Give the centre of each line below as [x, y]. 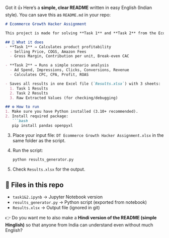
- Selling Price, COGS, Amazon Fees [48, 52]
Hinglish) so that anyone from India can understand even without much [79, 225]
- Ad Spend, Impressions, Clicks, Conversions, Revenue [69, 70]
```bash [20, 121]
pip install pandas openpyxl [42, 125]
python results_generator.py [43, 160]
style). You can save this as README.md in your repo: [58, 15]
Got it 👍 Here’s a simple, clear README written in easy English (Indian [79, 8]
